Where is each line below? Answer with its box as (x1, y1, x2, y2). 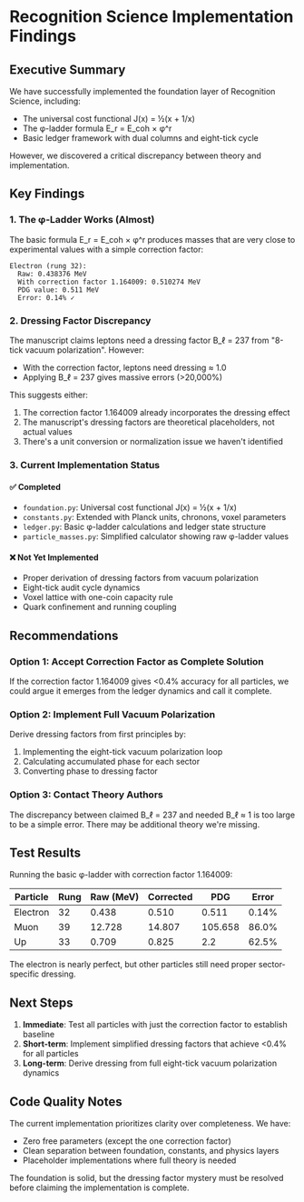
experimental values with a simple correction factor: (9, 244, 204, 255)
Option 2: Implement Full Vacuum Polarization (9, 707, 216, 720)
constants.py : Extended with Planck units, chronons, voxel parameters (22, 512, 287, 523)
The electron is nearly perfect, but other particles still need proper (9, 959, 257, 970)
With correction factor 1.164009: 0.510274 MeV (17, 277, 201, 286)
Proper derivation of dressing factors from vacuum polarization (22, 573, 259, 584)
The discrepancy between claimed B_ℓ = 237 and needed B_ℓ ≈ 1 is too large (9, 809, 296, 820)
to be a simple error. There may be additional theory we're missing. (9, 818, 260, 829)
